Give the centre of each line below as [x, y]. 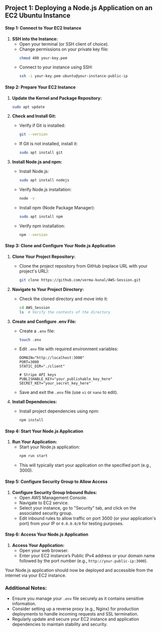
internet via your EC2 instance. [36, 575]
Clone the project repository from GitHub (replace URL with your [83, 266]
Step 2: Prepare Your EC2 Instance [40, 87]
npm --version [33, 235]
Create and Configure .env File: [44, 321]
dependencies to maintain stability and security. [60, 624]
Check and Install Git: [34, 116]
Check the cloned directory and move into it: [64, 299]
